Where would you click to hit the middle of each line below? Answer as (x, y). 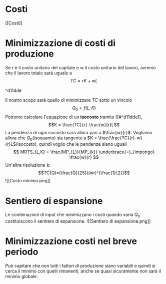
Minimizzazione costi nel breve (71, 241)
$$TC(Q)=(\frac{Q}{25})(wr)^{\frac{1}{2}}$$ (84, 173)
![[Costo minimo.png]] (28, 181)
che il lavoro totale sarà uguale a (39, 73)
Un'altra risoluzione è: (28, 165)
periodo (22, 252)
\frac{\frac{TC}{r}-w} (120, 138)
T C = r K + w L (84, 80)
